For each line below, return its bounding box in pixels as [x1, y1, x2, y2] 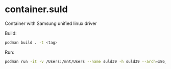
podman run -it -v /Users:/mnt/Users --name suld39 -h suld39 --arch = [5, 59, 158, 64]
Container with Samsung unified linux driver [5, 20, 97, 26]
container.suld [5, 4, 68, 15]
